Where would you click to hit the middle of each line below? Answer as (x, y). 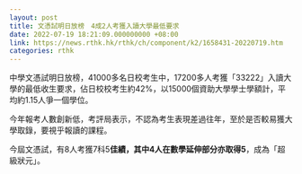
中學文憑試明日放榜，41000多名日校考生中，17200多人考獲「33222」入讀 (147, 78)
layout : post (34, 17)
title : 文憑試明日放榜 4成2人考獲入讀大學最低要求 (94, 26)
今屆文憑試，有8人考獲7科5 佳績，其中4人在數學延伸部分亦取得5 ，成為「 (144, 150)
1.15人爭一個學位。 (59, 100)
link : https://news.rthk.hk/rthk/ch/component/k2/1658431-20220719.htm (146, 43)
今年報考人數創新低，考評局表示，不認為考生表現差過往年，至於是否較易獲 (147, 119)
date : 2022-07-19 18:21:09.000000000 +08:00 (94, 34)
